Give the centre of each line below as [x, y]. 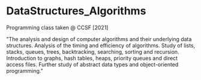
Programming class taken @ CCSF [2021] [57, 27]
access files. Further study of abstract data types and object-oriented [92, 64]
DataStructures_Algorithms [76, 11]
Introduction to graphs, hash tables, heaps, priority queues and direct [92, 58]
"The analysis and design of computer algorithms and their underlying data [99, 39]
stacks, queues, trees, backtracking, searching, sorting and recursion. [93, 51]
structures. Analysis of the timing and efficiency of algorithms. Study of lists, [101, 45]
